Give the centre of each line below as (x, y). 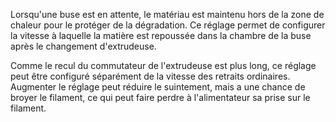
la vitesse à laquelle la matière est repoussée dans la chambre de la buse (161, 35)
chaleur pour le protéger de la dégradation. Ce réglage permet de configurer (168, 25)
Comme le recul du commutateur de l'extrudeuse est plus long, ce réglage (163, 65)
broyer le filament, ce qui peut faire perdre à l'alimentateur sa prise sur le (160, 97)
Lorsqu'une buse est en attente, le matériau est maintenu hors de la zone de (167, 14)
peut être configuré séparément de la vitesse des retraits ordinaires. (150, 76)
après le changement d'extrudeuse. (83, 46)
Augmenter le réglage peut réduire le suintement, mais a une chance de (158, 87)
